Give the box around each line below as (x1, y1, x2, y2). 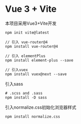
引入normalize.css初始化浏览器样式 (5, 104, 77, 110)
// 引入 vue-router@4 (5, 39, 48, 45)
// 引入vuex (5, 67, 28, 72)
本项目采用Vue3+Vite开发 (5, 20, 56, 26)
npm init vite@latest (5, 30, 50, 35)
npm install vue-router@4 (5, 44, 58, 49)
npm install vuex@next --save (5, 71, 67, 77)
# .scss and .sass (5, 91, 43, 95)
